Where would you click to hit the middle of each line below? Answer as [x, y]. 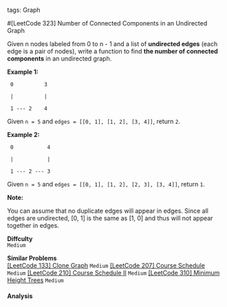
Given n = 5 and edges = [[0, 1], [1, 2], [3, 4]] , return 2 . [94, 121]
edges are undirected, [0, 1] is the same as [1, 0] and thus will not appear [110, 218]
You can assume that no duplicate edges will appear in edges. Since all [108, 211]
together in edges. [33, 225]
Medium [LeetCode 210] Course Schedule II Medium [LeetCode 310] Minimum [113, 273]
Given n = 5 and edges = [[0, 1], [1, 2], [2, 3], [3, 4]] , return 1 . [106, 184]
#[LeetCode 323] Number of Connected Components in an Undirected [107, 23]
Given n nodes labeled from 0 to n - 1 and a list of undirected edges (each [112, 44]
